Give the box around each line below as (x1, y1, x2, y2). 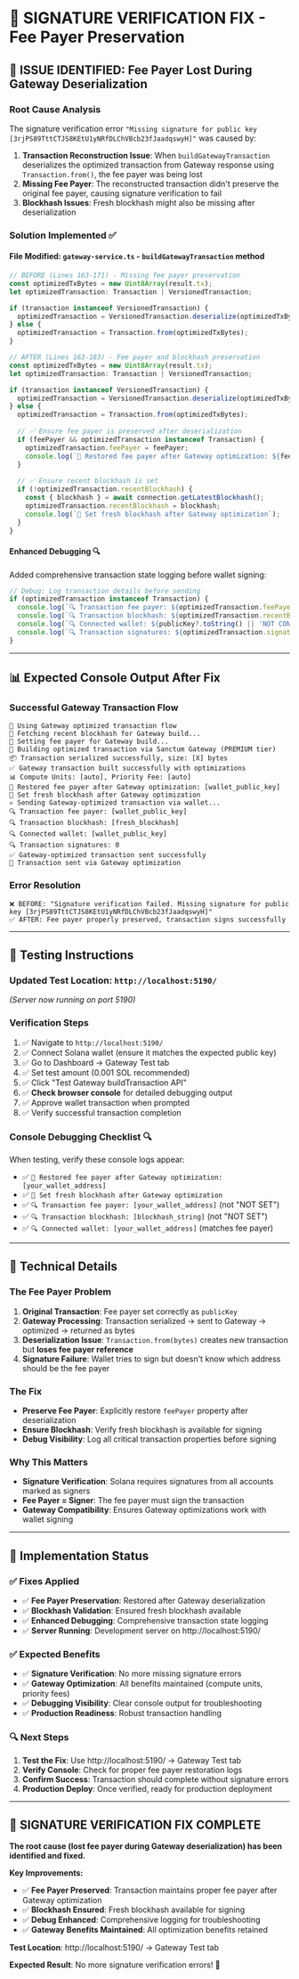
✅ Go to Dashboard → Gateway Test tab (21, 1057, 170, 1067)
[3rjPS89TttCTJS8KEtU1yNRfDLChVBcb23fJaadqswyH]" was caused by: (9, 133, 256, 143)
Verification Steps (9, 1017, 89, 1029)
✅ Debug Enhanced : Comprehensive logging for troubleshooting (21, 1915, 261, 1926)
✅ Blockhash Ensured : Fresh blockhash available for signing (21, 1904, 246, 1915)
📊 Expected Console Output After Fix (9, 670, 221, 685)
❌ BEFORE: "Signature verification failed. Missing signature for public (9, 899, 290, 908)
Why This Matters (9, 1456, 89, 1468)
